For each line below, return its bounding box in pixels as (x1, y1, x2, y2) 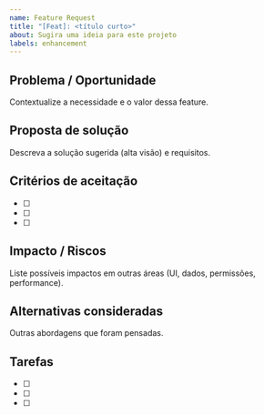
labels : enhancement (9, 38, 88, 48)
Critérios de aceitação (9, 174, 138, 189)
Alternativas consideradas (9, 303, 164, 319)
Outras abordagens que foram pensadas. (9, 328, 164, 339)
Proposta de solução (9, 123, 129, 138)
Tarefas (9, 354, 55, 369)
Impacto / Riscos (9, 243, 107, 259)
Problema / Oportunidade (9, 72, 157, 87)
